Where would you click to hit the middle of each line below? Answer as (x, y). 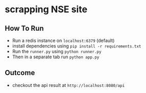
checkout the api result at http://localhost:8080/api (68, 85)
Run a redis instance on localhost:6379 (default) (63, 40)
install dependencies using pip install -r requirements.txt (77, 46)
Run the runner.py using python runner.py (57, 51)
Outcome (20, 73)
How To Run (24, 28)
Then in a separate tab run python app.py (56, 57)
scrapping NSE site (46, 9)
